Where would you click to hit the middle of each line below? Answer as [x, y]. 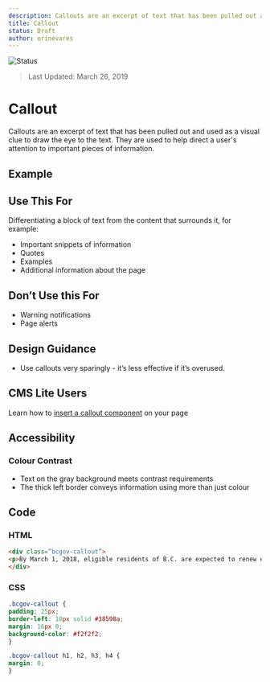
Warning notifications [55, 315]
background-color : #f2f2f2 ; [55, 634]
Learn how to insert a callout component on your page [98, 413]
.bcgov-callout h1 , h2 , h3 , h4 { [64, 656]
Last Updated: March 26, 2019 [78, 76]
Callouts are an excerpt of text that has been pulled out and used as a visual [134, 131]
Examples [36, 261]
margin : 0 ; [27, 664]
